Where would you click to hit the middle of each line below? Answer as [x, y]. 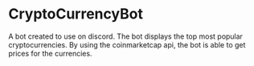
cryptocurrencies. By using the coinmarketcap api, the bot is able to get [127, 44]
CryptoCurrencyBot [76, 14]
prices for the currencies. [50, 53]
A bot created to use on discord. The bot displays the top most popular [126, 36]
